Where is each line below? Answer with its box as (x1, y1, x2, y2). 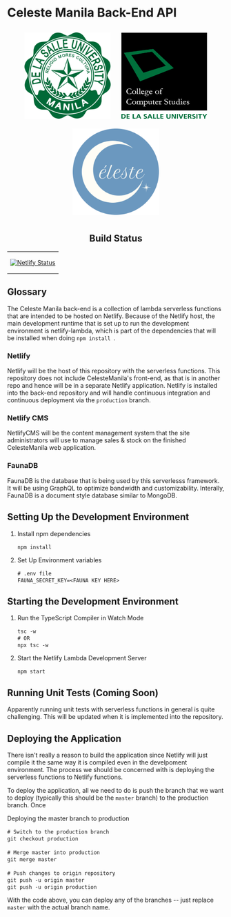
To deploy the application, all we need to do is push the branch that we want (7, 786, 224, 794)
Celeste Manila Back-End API (7, 5, 177, 21)
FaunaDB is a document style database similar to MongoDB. (7, 491, 178, 500)
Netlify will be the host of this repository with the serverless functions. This (7, 367, 221, 375)
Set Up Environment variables (17, 555, 102, 564)
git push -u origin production (7, 883, 97, 891)
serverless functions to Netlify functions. (7, 773, 123, 781)
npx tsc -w (17, 642, 49, 649)
